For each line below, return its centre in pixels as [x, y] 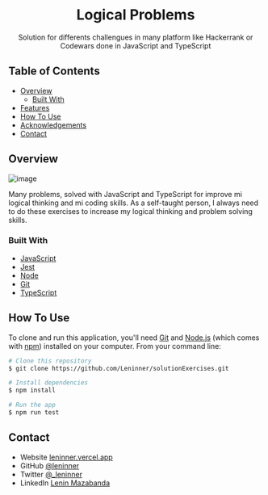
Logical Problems [136, 15]
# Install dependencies [48, 383]
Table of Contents [54, 71]
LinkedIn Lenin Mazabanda [65, 483]
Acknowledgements [53, 125]
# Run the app [32, 405]
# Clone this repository [50, 361]
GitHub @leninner [50, 465]
